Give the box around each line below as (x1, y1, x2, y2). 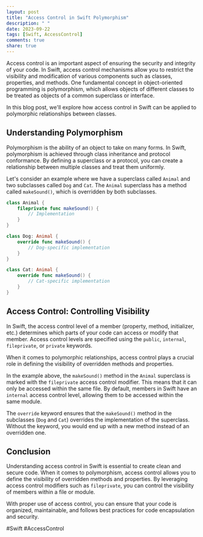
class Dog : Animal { (6, 234, 59, 240)
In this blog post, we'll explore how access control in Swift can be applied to (6, 103, 196, 111)
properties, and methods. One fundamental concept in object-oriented (6, 78, 183, 86)
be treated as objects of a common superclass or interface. (6, 92, 155, 99)
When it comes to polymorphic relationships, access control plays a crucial (6, 353, 194, 361)
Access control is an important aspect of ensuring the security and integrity (6, 59, 196, 67)
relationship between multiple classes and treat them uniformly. (6, 163, 165, 170)
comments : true (6, 37, 45, 43)
